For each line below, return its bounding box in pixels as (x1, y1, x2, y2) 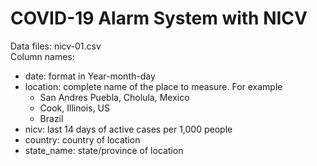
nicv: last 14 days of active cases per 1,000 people (24, 123, 233, 135)
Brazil (39, 112, 64, 124)
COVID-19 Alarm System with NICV (10, 7, 308, 30)
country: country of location (24, 133, 141, 146)
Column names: (10, 50, 75, 62)
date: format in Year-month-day (24, 70, 156, 82)
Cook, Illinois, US (39, 102, 111, 114)
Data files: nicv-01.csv (10, 40, 102, 52)
